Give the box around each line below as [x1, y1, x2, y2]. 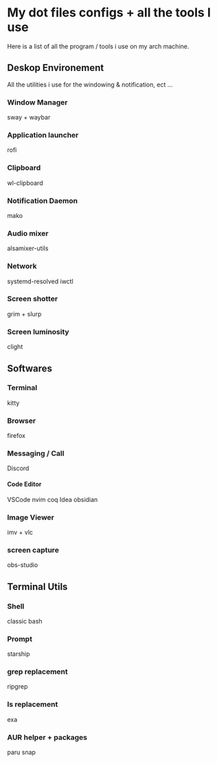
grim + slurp [7, 309, 42, 318]
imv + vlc [7, 528, 33, 536]
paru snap [7, 748, 36, 757]
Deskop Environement [7, 62, 104, 74]
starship [7, 650, 30, 658]
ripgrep [7, 683, 28, 691]
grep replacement [7, 667, 69, 676]
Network [7, 261, 37, 271]
